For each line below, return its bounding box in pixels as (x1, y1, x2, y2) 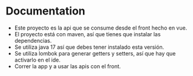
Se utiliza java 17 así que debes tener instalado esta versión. (14, 43, 165, 51)
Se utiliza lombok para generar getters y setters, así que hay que (14, 49, 176, 57)
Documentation (5, 4, 86, 18)
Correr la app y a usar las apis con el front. (14, 62, 122, 70)
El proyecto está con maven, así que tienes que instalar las (14, 30, 161, 37)
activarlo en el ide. (14, 56, 61, 63)
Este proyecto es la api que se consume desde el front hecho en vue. (14, 24, 188, 31)
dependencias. (14, 37, 52, 44)
